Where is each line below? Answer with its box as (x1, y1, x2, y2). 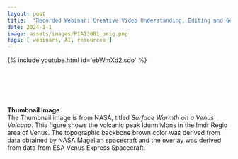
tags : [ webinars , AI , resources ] (7, 37, 113, 44)
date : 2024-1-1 (7, 23, 52, 30)
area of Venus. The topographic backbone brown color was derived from (7, 129, 221, 137)
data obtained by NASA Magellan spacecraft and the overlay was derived (7, 136, 222, 145)
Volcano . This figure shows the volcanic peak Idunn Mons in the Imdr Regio (7, 121, 228, 129)
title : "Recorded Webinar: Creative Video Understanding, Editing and (7, 17, 223, 24)
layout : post (7, 10, 46, 18)
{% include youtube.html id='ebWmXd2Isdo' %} (7, 56, 147, 64)
